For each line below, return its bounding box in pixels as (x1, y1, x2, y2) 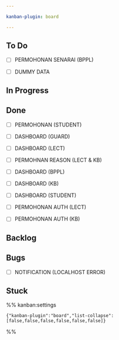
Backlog (6, 233, 37, 243)
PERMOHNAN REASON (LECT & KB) (14, 156, 103, 164)
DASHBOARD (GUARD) (14, 133, 70, 140)
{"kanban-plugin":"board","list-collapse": (6, 313, 114, 319)
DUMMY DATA (14, 68, 50, 75)
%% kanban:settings (6, 301, 57, 309)
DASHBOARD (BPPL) (14, 168, 65, 175)
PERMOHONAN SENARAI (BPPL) (14, 56, 94, 64)
